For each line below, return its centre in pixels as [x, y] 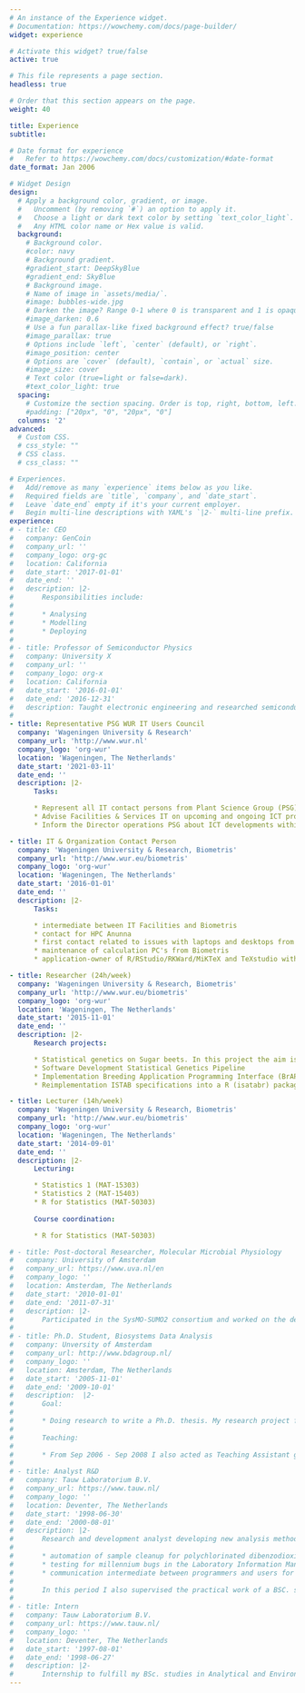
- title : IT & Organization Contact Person [93, 842]
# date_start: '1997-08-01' [67, 1649]
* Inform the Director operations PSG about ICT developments [153, 825]
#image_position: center [73, 353]
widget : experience [46, 35]
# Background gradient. [71, 260]
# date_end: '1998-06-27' [63, 1658]
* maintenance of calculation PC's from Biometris [131, 951]
